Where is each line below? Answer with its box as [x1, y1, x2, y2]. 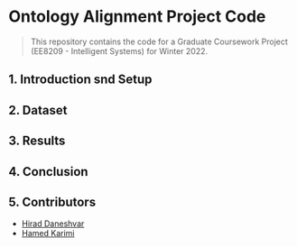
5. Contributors [8, 194, 97, 209]
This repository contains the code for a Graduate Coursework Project [30, 36, 288, 47]
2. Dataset [8, 102, 68, 118]
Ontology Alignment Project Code [8, 6, 266, 27]
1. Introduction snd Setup [8, 72, 153, 87]
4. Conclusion [8, 164, 88, 179]
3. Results [8, 133, 66, 149]
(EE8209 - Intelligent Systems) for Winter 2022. [30, 45, 209, 56]
